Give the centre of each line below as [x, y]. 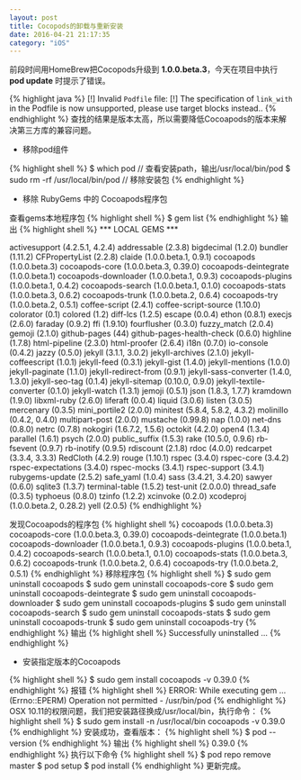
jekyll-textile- [241, 381]
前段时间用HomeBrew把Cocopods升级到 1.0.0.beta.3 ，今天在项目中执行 [144, 69]
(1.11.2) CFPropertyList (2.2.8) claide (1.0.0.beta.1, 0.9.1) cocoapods [133, 257]
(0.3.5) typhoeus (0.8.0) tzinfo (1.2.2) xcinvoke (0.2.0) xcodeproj [128, 496]
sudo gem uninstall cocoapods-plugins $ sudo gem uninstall [174, 603]
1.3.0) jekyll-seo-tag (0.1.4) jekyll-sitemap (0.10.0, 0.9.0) [112, 381]
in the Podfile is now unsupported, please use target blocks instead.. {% [143, 108]
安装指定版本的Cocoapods [71, 662]
